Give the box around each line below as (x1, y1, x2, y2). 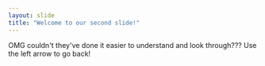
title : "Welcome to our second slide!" (8, 19, 140, 27)
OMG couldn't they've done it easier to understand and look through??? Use (8, 40, 257, 49)
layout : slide (8, 11, 56, 20)
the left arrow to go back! (8, 49, 91, 58)
